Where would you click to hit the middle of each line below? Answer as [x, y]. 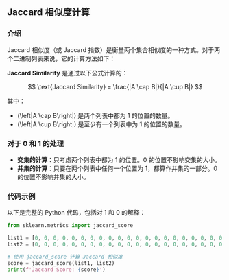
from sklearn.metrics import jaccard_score [70, 226]
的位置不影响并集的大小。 [53, 176]
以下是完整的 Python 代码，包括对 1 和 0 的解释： [76, 213]
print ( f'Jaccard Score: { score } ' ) [57, 270]
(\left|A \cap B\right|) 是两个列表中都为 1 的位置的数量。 [95, 115]
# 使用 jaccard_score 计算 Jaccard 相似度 [65, 257]
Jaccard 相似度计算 [49, 12]
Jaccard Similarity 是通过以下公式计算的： [68, 73]
